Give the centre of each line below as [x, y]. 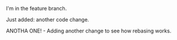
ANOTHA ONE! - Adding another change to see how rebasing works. [89, 31]
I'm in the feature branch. [37, 8]
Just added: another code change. [48, 19]
